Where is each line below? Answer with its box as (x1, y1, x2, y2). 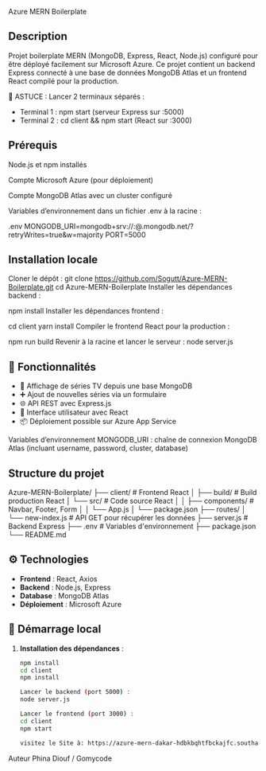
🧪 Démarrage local (8, 622, 102, 636)
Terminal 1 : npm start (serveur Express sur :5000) (19, 107, 184, 116)
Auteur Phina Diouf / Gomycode (8, 753, 113, 763)
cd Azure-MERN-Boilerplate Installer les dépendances (55, 282, 233, 292)
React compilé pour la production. (8, 76, 119, 86)
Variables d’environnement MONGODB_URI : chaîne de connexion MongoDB (8, 435, 257, 445)
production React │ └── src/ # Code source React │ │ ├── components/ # (8, 496, 254, 506)
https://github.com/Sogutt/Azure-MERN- (94, 274, 228, 283)
